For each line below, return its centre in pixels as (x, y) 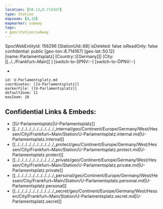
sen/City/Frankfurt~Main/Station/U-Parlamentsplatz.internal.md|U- (79, 134)
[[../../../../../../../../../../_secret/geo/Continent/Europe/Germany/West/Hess (85, 191)
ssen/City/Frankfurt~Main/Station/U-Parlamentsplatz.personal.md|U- (81, 180)
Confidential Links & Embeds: (51, 112)
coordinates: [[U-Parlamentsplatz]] (42, 84)
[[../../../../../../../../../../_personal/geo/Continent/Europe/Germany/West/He (85, 175)
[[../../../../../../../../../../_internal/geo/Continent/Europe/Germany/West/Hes (85, 129)
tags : (10, 28)
